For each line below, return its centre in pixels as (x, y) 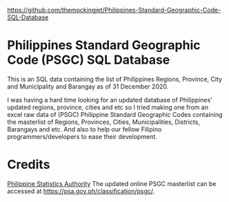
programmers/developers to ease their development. (82, 136)
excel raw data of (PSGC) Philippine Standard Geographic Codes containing (115, 114)
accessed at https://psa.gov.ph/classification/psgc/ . (81, 191)
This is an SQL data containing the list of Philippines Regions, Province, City (115, 79)
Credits (29, 165)
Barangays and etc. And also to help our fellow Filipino (84, 129)
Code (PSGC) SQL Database (89, 60)
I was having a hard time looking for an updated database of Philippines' (110, 100)
